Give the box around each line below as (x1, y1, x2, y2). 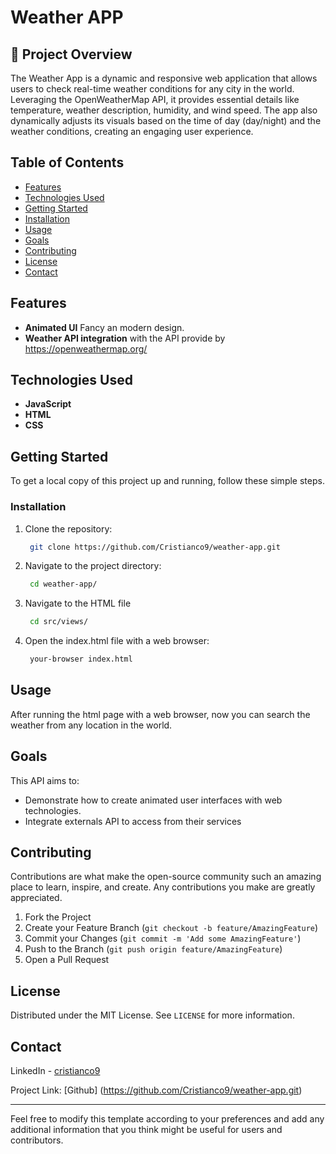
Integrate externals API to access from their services (24, 815, 242, 827)
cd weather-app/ (29, 579, 98, 590)
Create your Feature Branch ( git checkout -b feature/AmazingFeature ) (24, 922, 319, 934)
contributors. (10, 1134, 64, 1146)
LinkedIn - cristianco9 (10, 1065, 101, 1077)
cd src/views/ (29, 617, 89, 627)
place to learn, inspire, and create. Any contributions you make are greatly (10, 881, 316, 893)
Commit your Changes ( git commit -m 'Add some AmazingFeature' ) (24, 932, 302, 945)
